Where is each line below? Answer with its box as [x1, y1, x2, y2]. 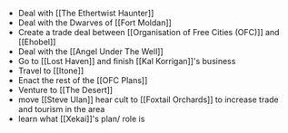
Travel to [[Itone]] [17, 65, 84, 76]
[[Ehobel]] [17, 36, 56, 47]
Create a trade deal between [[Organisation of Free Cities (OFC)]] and [17, 27, 280, 37]
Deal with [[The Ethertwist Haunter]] [17, 8, 154, 18]
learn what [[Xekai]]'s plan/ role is [17, 113, 145, 124]
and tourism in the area [17, 104, 105, 114]
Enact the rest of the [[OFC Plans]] [17, 75, 148, 85]
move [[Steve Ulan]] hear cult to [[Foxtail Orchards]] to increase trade [17, 94, 279, 105]
